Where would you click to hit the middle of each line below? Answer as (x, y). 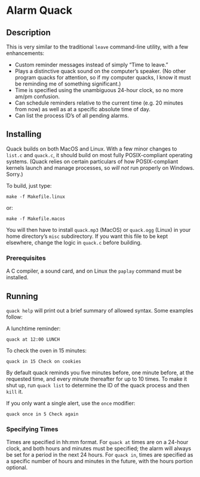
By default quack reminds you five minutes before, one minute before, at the (100, 372)
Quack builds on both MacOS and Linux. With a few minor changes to (92, 149)
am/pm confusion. (37, 97)
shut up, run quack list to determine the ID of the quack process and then (98, 385)
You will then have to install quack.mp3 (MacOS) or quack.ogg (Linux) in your (99, 230)
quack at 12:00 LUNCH (33, 339)
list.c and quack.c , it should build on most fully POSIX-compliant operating (99, 155)
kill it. (15, 392)
